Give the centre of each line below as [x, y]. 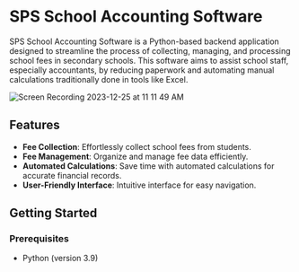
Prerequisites [39, 239]
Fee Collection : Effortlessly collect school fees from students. [136, 146]
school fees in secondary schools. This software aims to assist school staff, [149, 60]
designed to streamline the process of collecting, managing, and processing [150, 50]
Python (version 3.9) [60, 259]
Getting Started [53, 213]
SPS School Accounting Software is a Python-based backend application [145, 41]
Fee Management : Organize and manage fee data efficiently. [135, 156]
